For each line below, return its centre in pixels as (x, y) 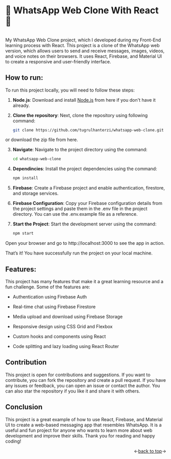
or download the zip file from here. (42, 140)
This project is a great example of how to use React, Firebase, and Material (84, 419)
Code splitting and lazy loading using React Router (66, 346)
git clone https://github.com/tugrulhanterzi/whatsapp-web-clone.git (88, 130)
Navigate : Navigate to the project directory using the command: (80, 150)
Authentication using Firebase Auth (50, 296)
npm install (25, 178)
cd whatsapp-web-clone (37, 159)
